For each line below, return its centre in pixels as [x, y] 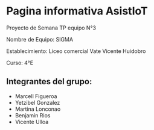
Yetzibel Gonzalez [37, 102]
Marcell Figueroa [36, 96]
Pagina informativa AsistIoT [77, 11]
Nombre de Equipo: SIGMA [40, 39]
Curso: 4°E [20, 63]
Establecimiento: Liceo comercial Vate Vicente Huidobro [76, 51]
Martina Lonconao [38, 109]
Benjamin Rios [33, 115]
